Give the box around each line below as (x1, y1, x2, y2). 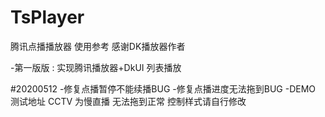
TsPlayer (10, 6, 85, 29)
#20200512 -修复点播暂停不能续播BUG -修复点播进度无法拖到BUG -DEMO (10, 82, 317, 95)
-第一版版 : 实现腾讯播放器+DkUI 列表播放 (10, 61, 182, 73)
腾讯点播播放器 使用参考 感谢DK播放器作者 (10, 40, 186, 52)
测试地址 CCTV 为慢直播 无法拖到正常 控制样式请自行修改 (10, 95, 247, 107)
